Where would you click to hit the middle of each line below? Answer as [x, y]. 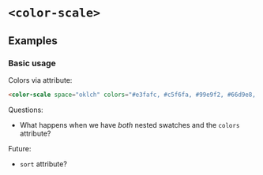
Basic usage [32, 63]
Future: [20, 148]
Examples [33, 41]
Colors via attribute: [40, 80]
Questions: [26, 110]
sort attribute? [43, 164]
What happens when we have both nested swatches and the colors [130, 125]
